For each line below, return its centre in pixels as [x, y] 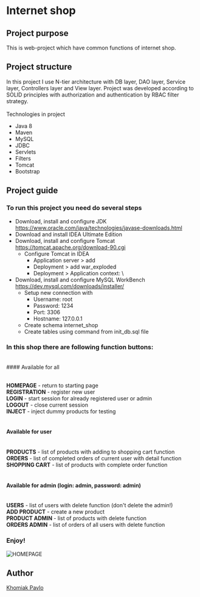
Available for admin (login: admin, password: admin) [74, 485]
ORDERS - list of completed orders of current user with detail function [94, 458]
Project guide [32, 191]
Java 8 [23, 126]
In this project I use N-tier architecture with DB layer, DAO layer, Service [96, 81]
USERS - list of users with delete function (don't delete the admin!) [90, 505]
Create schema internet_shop [61, 325]
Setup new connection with [58, 292]
